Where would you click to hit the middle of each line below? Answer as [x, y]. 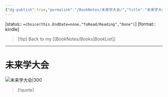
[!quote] [25, 90]
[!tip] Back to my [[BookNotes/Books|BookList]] [66, 39]
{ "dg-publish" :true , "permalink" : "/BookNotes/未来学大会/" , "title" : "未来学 [82, 10]
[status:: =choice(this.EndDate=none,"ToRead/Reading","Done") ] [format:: [80, 24]
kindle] [12, 29]
